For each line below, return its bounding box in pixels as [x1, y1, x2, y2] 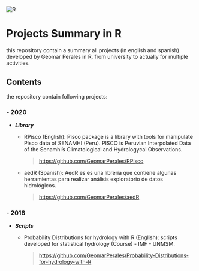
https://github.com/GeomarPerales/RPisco [38, 157, 144, 165]
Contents [6, 77, 42, 87]
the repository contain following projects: [6, 93, 108, 100]
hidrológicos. [23, 182, 56, 189]
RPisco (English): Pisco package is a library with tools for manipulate [23, 133, 194, 141]
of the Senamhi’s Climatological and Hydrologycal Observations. [23, 146, 183, 153]
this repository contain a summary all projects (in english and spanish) [6, 46, 180, 53]
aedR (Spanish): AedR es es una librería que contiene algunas [23, 169, 177, 177]
